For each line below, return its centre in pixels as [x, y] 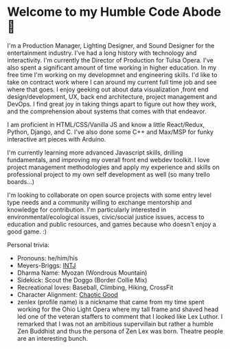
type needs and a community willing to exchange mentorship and [100, 202]
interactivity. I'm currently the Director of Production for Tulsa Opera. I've [111, 60]
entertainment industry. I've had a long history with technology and [102, 53]
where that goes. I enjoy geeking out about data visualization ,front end [108, 89]
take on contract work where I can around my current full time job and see [112, 82]
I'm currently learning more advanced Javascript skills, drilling [95, 153]
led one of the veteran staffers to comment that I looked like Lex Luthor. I [120, 316]
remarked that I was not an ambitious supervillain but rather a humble [115, 324]
